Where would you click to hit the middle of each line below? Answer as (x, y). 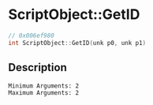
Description (37, 67)
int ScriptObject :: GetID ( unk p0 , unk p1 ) (77, 43)
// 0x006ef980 (32, 36)
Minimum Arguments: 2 (44, 86)
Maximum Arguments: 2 (44, 92)
